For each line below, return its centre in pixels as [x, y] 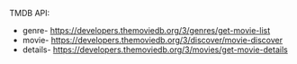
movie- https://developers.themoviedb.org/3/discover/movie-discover [153, 40]
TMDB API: [30, 13]
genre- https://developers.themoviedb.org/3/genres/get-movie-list [146, 30]
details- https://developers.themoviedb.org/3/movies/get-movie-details [155, 50]
